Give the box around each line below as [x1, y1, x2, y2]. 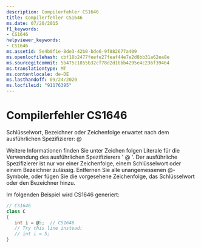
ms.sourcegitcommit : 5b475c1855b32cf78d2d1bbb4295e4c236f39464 [6, 60, 170, 66]
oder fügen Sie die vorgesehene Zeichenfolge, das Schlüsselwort [31, 173, 196, 180]
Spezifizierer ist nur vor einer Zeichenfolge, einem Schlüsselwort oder [6, 159, 182, 167]
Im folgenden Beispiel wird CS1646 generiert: [6, 191, 120, 198]
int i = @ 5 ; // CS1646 [14, 219, 75, 226]
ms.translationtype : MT [6, 65, 67, 72]
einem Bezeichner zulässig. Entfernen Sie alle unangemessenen [6, 166, 166, 173]
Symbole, [6, 173, 30, 180]
